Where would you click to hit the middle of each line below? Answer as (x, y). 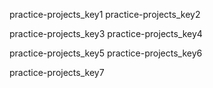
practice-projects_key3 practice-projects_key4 (106, 33)
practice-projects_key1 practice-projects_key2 (105, 14)
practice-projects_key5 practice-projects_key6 (106, 53)
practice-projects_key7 (57, 72)
